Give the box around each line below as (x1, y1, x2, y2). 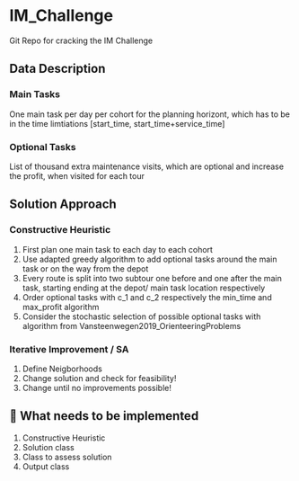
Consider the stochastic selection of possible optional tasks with (22, 311, 261, 322)
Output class (22, 460, 70, 472)
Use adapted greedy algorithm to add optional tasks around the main (22, 254, 277, 264)
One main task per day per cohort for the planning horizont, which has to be (9, 109, 290, 120)
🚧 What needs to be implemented (9, 408, 199, 423)
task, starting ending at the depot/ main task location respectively (22, 282, 266, 293)
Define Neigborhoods (22, 363, 103, 374)
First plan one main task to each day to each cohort (22, 244, 214, 254)
